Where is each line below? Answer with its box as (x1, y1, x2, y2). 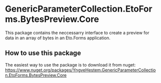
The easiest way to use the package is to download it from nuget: (5, 62, 136, 67)
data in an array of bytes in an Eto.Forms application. (5, 35, 111, 41)
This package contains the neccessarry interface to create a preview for (5, 30, 149, 35)
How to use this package (5, 49, 81, 57)
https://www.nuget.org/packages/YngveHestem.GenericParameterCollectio (5, 67, 156, 73)
